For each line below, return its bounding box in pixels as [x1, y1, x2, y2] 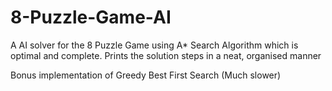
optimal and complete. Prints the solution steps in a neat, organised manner [10, 49, 322, 61]
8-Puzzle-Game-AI [10, 6, 172, 29]
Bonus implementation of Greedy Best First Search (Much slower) [10, 69, 282, 81]
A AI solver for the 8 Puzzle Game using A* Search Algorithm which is [10, 39, 299, 51]
